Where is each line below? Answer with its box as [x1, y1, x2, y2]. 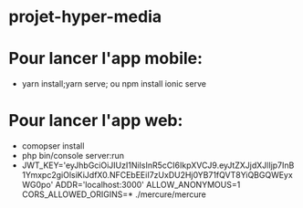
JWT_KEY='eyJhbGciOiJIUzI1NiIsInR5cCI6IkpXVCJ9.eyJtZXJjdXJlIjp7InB [21, 160, 295, 171]
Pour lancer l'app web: [8, 110, 183, 131]
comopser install [21, 140, 85, 151]
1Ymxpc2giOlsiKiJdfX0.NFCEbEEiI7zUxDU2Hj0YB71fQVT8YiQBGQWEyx [21, 170, 293, 181]
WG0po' [21, 180, 54, 191]
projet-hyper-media [8, 6, 162, 27]
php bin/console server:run [21, 151, 125, 161]
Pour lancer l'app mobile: [8, 48, 203, 69]
